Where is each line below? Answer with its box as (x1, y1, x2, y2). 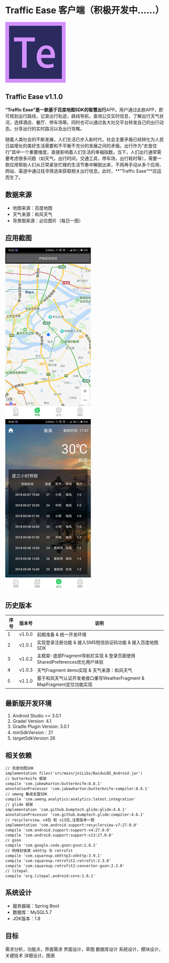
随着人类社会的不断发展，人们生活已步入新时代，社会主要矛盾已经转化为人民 (5, 136, 164, 142)
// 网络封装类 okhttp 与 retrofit (5, 848, 73, 853)
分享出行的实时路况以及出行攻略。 (14, 125, 84, 131)
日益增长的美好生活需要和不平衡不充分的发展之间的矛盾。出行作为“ (5, 143, 144, 149)
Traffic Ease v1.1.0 (5, 93, 63, 101)
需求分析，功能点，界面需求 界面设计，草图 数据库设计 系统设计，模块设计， (5, 946, 163, 952)
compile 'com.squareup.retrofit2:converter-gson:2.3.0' (5, 863, 125, 868)
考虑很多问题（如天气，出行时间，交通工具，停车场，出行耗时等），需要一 (9, 155, 162, 161)
